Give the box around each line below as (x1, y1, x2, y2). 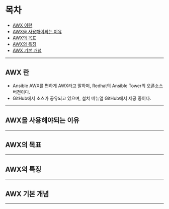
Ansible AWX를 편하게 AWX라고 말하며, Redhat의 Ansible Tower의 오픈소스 (12, 83, 163, 89)
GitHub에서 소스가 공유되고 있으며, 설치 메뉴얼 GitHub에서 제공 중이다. (12, 95, 151, 101)
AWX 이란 (12, 22, 33, 28)
